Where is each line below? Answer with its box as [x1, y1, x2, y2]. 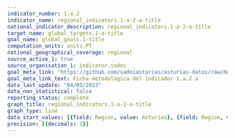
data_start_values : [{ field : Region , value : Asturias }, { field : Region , [7, 114, 224, 121]
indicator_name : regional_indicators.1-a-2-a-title [7, 17, 161, 24]
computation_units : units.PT [7, 43, 92, 49]
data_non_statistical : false [7, 88, 92, 95]
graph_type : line [7, 107, 58, 114]
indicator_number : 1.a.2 [7, 10, 80, 17]
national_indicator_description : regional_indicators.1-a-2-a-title [7, 23, 211, 30]
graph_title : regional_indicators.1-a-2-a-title [7, 101, 152, 108]
